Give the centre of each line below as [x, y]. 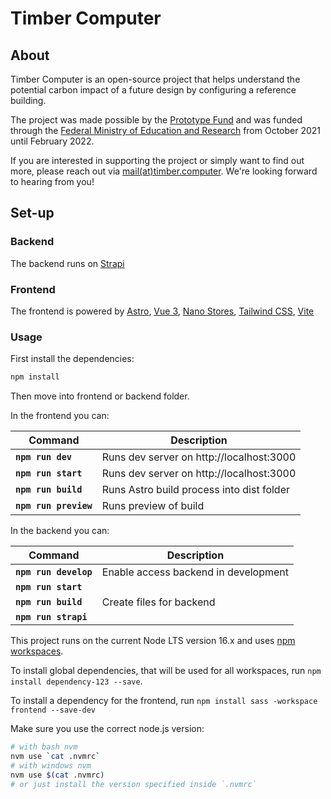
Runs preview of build [153, 506]
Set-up [32, 213]
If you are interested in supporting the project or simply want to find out [157, 160]
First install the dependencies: [72, 359]
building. [28, 100]
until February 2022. [52, 141]
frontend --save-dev [53, 710]
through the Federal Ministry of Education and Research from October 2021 [166, 130]
